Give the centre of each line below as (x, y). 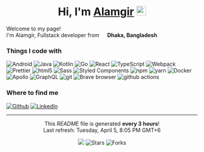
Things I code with (34, 50)
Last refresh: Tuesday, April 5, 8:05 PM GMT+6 (102, 130)
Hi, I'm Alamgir (96, 12)
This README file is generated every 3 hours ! (102, 123)
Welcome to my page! (34, 29)
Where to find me (32, 93)
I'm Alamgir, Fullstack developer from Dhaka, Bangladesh (82, 35)
